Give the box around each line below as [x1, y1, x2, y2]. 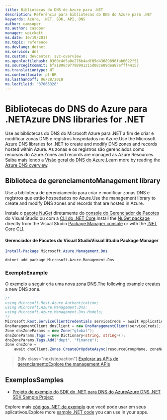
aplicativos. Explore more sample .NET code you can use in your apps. [5, 409, 149, 415]
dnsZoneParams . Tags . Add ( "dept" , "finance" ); [5, 338, 99, 343]
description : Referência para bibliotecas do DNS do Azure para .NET [5, 12, 153, 17]
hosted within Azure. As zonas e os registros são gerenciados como [5, 146, 145, 152]
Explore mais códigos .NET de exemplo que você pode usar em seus [5, 404, 146, 410]
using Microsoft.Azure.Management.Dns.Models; [5, 310, 103, 315]
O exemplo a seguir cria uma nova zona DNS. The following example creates [5, 281, 161, 287]
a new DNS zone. [5, 286, 41, 292]
